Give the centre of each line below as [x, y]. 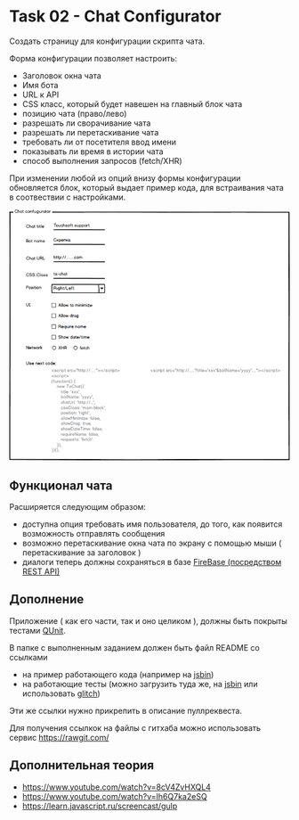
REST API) [41, 571]
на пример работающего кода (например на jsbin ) [118, 674]
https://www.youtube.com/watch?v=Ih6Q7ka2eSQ [114, 796]
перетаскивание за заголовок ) [81, 553]
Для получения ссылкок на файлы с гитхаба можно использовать [135, 727]
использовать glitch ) [61, 693]
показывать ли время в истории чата [93, 151]
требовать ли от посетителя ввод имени [99, 142]
